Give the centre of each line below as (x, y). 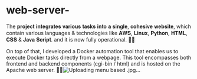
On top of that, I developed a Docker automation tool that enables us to (92, 51)
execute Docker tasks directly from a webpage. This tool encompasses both (99, 57)
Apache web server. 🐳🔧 (35, 70)
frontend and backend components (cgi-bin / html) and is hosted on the (93, 63)
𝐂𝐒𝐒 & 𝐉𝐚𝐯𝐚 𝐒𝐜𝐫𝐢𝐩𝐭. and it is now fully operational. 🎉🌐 (71, 39)
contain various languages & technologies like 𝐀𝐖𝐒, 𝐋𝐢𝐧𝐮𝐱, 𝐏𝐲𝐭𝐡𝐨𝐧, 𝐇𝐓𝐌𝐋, (97, 33)
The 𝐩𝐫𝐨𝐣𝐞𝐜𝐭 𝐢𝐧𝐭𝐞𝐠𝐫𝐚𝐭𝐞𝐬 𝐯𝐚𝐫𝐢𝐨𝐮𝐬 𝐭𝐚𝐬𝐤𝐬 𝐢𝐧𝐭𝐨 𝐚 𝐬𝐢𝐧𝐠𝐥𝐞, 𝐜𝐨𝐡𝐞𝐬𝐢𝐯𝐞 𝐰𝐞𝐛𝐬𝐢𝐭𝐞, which (99, 26)
